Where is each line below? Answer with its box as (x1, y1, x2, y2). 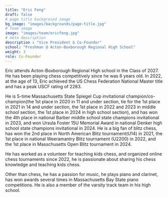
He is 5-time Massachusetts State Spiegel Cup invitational (5, 93, 125, 99)
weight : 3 (5, 49, 26, 54)
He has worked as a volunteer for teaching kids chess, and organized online (5, 151, 162, 157)
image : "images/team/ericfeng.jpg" (5, 31, 80, 36)
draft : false (5, 12, 33, 17)
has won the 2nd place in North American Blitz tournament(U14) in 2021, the (5, 131, 163, 137)
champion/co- (126, 93, 155, 99)
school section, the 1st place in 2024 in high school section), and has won (5, 109, 158, 115)
